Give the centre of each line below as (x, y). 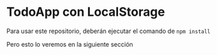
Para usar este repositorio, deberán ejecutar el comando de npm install (108, 31)
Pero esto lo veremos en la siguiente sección (70, 44)
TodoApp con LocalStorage (86, 12)
